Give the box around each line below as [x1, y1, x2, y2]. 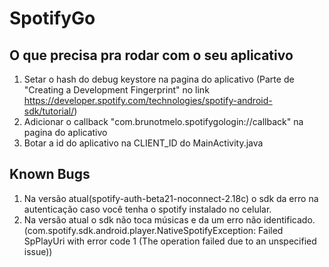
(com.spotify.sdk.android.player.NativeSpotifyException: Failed [23, 224, 284, 236]
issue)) [23, 245, 53, 257]
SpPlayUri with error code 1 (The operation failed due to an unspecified [23, 235, 317, 247]
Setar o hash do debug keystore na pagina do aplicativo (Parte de [23, 73, 295, 85]
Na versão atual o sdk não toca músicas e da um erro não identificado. [23, 213, 316, 226]
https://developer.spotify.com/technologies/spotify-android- [23, 95, 273, 106]
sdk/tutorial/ [23, 105, 75, 117]
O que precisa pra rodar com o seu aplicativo [9, 47, 294, 64]
